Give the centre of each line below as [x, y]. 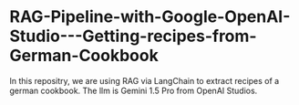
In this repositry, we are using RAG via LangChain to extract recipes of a [144, 80]
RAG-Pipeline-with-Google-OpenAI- [150, 17]
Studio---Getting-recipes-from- [133, 36]
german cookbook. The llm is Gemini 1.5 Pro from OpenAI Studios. [134, 90]
